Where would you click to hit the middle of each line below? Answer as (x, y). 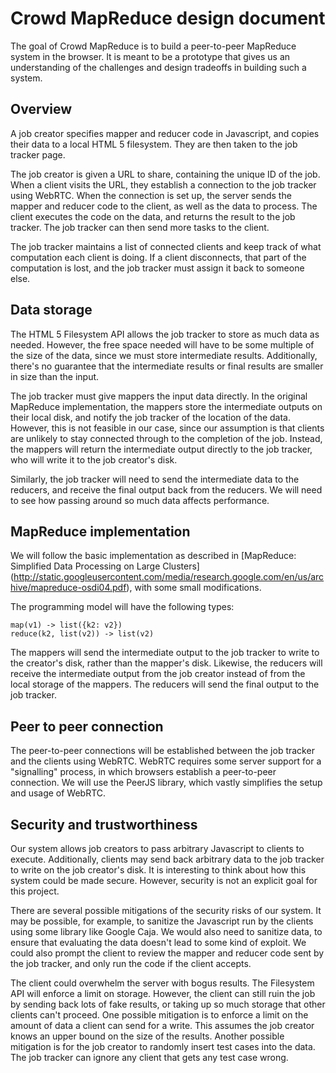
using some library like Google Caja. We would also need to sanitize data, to (166, 931)
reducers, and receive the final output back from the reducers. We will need (166, 489)
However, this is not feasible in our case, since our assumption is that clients (167, 428)
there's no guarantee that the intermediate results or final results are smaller (167, 366)
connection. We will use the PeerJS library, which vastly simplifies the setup (166, 783)
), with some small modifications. (194, 588)
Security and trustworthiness (104, 824)
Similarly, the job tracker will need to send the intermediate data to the (155, 479)
